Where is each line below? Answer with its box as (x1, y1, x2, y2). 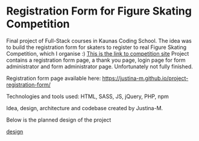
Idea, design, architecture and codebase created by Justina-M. (6, 104, 163, 111)
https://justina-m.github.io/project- (102, 74, 189, 82)
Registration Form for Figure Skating (6, 4, 192, 18)
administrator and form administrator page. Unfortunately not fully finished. (6, 62, 193, 70)
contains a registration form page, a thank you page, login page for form (6, 56, 186, 64)
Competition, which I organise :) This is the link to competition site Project (6, 50, 189, 57)
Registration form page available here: (6, 74, 101, 82)
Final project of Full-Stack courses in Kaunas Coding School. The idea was (6, 37, 192, 44)
